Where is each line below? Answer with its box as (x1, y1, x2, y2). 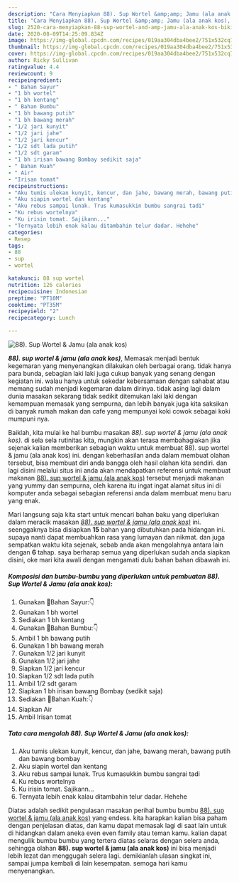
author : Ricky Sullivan (8, 57, 79, 64)
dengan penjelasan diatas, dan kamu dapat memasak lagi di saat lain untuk (8, 821, 227, 829)
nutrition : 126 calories (8, 281, 82, 288)
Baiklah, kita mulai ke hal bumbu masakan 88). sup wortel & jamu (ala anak (8, 429, 228, 436)
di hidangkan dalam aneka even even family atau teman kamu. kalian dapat (8, 829, 228, 837)
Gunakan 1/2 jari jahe (18, 656, 80, 665)
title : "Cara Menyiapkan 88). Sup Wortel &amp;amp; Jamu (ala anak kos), (8, 17, 231, 24)
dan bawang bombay (18, 754, 81, 762)
